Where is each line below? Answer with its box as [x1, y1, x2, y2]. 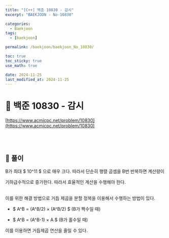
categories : [5, 21, 30, 26]
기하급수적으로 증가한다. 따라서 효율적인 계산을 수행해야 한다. [5, 179, 126, 185]
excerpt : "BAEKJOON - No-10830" [5, 12, 74, 17]
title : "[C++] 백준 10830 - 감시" [5, 7, 74, 13]
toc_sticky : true [5, 58, 42, 63]
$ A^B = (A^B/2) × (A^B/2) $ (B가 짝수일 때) [12, 206, 101, 212]
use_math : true [5, 63, 38, 68]
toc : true [5, 54, 26, 59]
